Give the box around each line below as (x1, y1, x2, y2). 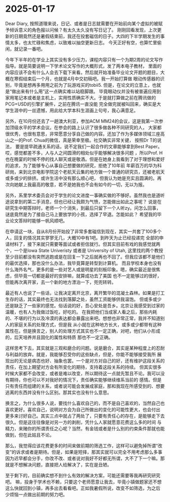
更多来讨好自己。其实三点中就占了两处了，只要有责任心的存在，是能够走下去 (5, 413, 165, 419)
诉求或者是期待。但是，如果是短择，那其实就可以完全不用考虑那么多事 (16, 449, 163, 455)
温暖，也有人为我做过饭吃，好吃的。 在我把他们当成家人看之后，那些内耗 (5, 309, 157, 315)
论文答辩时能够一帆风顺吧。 (9, 218, 67, 224)
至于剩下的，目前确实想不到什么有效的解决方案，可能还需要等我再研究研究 (5, 472, 160, 478)
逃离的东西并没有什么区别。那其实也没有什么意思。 (5, 389, 112, 396)
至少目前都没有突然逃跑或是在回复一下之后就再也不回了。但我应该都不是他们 (5, 254, 165, 260)
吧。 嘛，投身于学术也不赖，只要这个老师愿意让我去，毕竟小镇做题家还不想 (5, 479, 162, 485)
